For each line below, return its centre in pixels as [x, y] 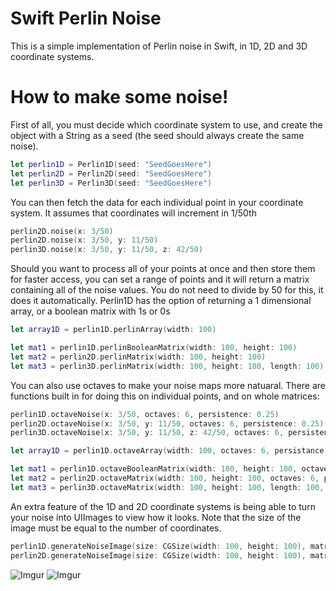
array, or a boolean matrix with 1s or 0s [90, 311]
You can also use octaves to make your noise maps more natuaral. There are [168, 385]
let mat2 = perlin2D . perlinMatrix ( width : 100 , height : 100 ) [138, 357]
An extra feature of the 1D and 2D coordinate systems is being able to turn [163, 506]
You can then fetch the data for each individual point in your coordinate [157, 202]
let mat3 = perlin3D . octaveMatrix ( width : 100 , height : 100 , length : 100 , [167, 487]
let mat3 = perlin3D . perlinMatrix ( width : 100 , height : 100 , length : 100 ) [167, 366]
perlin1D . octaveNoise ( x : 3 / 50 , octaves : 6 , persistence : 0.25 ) [145, 414]
